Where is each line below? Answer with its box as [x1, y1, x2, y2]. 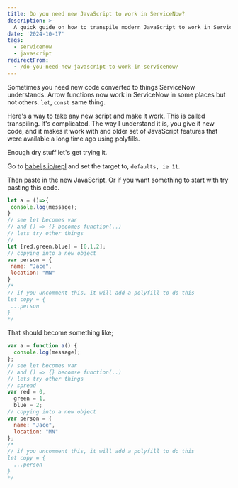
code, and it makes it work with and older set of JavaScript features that [7, 126, 218, 135]
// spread [7, 381, 37, 389]
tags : [7, 37, 23, 44]
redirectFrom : [7, 57, 50, 64]
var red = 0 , [7, 389, 46, 396]
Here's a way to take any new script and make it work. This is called [7, 112, 205, 120]
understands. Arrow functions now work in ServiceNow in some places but [7, 90, 226, 99]
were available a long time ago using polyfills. [7, 134, 140, 143]
